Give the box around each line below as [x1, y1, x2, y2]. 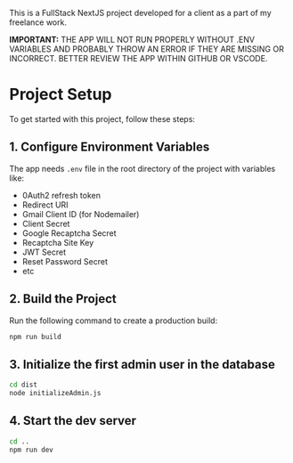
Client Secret [21, 218, 70, 229]
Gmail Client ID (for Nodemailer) [21, 208, 140, 219]
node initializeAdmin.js [9, 389, 102, 398]
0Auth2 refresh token [21, 190, 101, 200]
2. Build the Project [9, 291, 118, 306]
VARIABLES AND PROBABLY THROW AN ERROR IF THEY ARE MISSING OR [9, 44, 285, 54]
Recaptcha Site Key [21, 237, 94, 248]
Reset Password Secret [21, 256, 109, 266]
